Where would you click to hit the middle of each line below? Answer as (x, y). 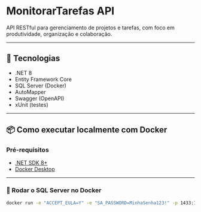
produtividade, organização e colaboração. (59, 34)
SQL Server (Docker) (41, 86)
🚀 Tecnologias (33, 58)
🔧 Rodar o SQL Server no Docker (54, 190)
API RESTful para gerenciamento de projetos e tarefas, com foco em (90, 28)
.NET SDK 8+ (31, 163)
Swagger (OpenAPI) (39, 98)
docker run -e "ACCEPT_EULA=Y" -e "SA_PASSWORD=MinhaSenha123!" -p (92, 203)
